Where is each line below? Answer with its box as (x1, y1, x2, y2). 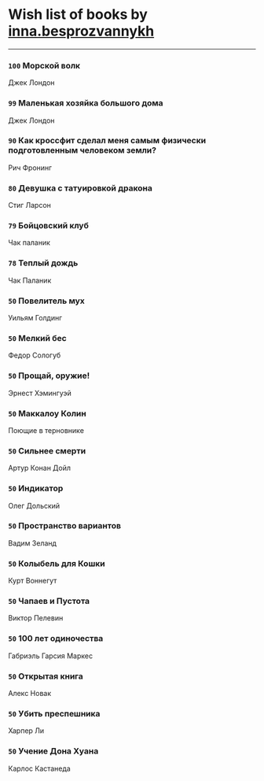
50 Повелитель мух (8, 295, 85, 306)
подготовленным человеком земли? (8, 145, 157, 156)
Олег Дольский (8, 501, 60, 510)
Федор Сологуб (8, 350, 61, 360)
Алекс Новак (8, 688, 52, 698)
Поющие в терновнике (8, 425, 85, 435)
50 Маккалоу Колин (8, 408, 86, 419)
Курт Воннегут (8, 576, 57, 586)
